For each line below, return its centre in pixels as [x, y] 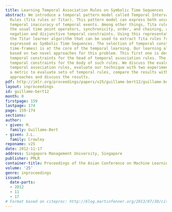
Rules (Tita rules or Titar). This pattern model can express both [83, 20]
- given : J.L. [20, 134]
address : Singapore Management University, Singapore [64, 154]
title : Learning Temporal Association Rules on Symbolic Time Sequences [84, 10]
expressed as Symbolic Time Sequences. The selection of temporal [82, 44]
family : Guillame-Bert [34, 130]
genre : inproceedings [28, 173]
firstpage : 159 [21, 101]
